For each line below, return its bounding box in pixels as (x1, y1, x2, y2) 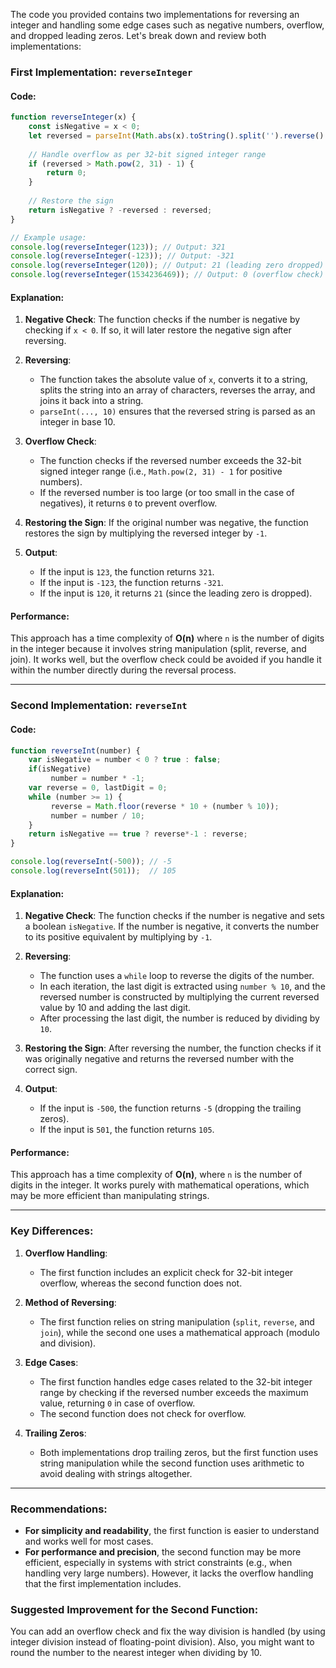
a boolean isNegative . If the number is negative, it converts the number (24, 920, 320, 933)
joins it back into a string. (39, 395, 144, 407)
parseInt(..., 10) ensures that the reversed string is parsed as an (39, 405, 316, 418)
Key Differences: (10, 1224, 94, 1238)
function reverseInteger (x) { (10, 112, 137, 123)
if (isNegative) (28, 764, 92, 774)
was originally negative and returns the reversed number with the (24, 1053, 295, 1065)
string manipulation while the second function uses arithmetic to (39, 1457, 305, 1469)
